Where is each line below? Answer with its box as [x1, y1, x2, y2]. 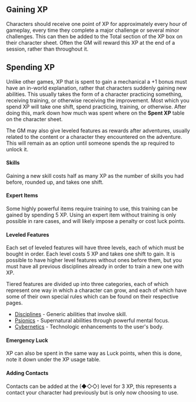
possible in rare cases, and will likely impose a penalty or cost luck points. [6, 218, 185, 225]
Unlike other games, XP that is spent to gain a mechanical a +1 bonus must [6, 78, 187, 85]
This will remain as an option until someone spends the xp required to [6, 139, 175, 147]
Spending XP [6, 62, 55, 72]
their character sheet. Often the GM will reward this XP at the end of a [6, 39, 175, 46]
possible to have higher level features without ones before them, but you [6, 257, 182, 264]
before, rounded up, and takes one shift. [6, 178, 104, 185]
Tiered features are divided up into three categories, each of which [6, 281, 169, 288]
